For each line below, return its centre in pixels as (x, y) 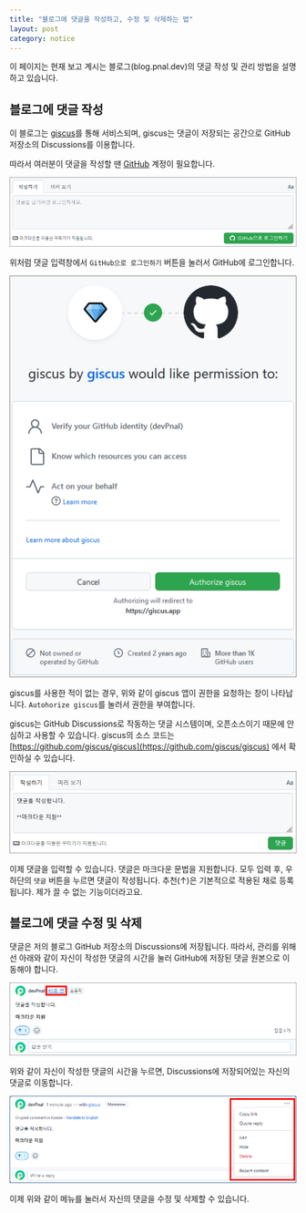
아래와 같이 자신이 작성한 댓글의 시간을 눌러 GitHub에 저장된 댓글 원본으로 (149, 958)
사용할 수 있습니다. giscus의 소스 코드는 (104, 735)
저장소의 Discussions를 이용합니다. (72, 145)
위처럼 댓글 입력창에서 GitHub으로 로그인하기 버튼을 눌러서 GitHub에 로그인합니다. (152, 262)
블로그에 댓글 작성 (56, 109)
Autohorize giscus (63, 705)
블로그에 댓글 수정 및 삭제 (76, 924)
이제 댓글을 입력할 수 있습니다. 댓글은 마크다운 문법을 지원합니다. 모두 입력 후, (147, 869)
